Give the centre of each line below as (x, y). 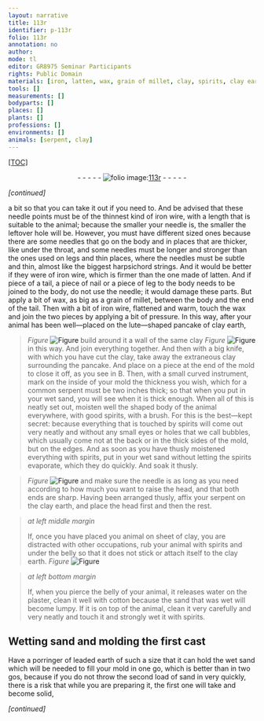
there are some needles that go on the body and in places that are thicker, (128, 241)
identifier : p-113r (40, 30)
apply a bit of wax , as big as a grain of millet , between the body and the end (131, 300)
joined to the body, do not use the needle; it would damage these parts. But (130, 291)
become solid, (31, 693)
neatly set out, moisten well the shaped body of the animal (122, 406)
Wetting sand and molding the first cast (107, 641)
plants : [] (26, 118)
